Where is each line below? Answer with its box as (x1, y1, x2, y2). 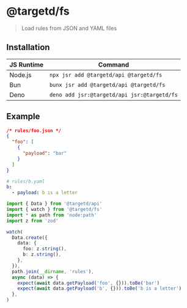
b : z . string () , (22, 252, 62, 258)
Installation (6, 42, 50, 53)
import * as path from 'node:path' (6, 212, 97, 218)
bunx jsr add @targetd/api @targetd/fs (49, 81, 166, 88)
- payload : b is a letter (12, 189, 78, 196)
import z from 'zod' (6, 218, 59, 224)
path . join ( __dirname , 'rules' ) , (12, 268, 95, 274)
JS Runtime (9, 60, 44, 68)
